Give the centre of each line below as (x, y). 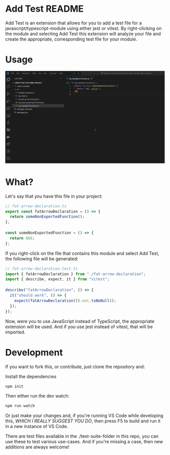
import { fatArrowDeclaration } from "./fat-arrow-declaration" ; (75, 274)
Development (34, 352)
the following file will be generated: (42, 258)
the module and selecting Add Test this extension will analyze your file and (83, 34)
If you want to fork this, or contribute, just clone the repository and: (75, 367)
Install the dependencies (31, 376)
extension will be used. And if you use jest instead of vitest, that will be (79, 327)
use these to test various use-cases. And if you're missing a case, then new (84, 442)
